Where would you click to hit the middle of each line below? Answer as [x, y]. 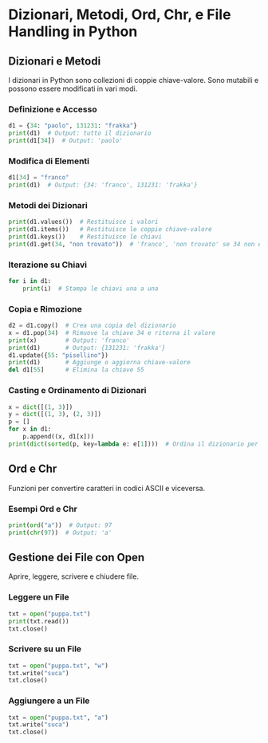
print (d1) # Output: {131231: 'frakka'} [87, 348]
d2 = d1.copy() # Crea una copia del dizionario [93, 326]
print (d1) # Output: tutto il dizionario [80, 133]
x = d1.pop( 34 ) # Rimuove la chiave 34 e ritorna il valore [112, 332]
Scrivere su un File [45, 649]
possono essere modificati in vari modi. [73, 88]
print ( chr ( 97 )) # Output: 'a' [60, 533]
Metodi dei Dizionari [48, 205]
